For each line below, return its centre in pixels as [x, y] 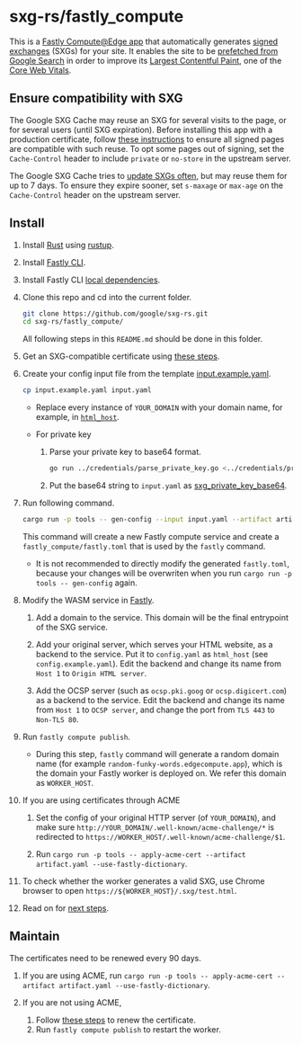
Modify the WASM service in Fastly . [88, 600]
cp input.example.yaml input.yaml [87, 390]
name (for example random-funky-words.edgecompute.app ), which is [159, 763]
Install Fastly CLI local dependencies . [91, 280]
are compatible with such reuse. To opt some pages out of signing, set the [147, 148]
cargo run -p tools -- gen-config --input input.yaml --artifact [147, 520]
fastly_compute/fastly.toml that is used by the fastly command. [144, 546]
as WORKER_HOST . [65, 782]
